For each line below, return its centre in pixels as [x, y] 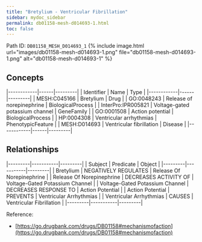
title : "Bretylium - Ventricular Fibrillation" [67, 12]
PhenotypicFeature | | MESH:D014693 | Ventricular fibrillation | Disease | [96, 124]
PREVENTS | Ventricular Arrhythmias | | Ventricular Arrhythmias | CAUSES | [100, 196]
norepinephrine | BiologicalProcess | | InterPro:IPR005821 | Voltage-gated [98, 105]
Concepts [25, 78]
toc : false [20, 29]
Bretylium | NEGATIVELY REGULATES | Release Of [118, 170]
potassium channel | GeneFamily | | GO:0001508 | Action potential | [90, 112]
